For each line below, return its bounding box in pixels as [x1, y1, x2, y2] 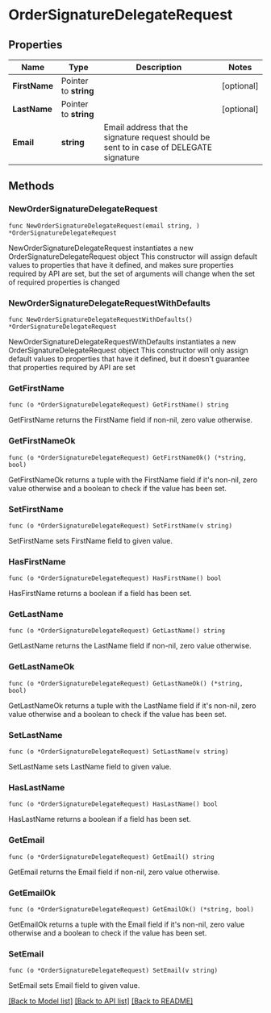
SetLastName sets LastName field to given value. [8, 762, 172, 772]
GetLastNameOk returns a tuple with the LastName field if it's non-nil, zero [8, 700, 256, 711]
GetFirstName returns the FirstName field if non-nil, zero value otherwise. [8, 415, 252, 425]
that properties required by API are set [8, 362, 135, 372]
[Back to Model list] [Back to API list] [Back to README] [8, 996, 194, 1006]
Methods [8, 179, 55, 193]
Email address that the [103, 122, 188, 132]
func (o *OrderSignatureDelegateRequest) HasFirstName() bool [8, 574, 222, 582]
